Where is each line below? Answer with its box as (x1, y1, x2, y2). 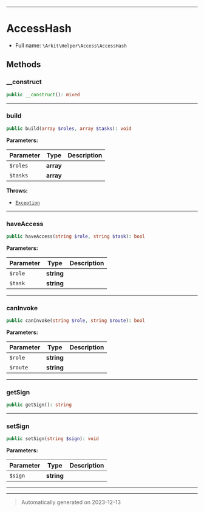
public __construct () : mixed (6, 91, 80, 98)
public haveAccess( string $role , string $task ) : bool (6, 233, 146, 240)
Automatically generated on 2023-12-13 (21, 499, 121, 506)
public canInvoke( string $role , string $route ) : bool (6, 318, 146, 324)
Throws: (6, 187, 29, 194)
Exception (15, 199, 41, 206)
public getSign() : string (6, 402, 72, 408)
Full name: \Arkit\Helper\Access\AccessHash (15, 41, 127, 49)
